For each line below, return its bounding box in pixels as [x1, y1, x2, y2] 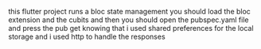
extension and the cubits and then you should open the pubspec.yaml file [8, 15, 249, 24]
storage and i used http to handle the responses [8, 32, 166, 41]
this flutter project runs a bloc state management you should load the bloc [8, 7, 251, 16]
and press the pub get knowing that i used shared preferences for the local [8, 24, 254, 32]
